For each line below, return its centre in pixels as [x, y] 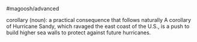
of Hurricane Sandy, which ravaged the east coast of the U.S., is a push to [98, 26]
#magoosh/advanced [33, 9]
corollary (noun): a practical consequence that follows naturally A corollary [98, 20]
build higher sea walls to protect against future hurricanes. [79, 33]
